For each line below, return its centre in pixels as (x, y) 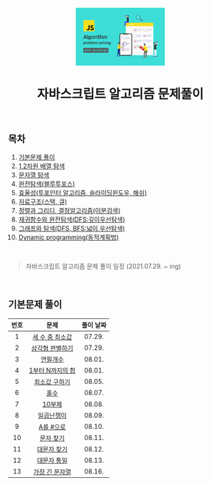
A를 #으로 (52, 427)
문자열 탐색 (34, 174)
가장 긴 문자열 (52, 471)
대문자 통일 (52, 460)
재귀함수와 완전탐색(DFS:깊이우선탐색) (72, 219)
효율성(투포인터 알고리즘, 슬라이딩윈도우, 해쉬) (83, 192)
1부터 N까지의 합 (52, 370)
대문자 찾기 (52, 449)
